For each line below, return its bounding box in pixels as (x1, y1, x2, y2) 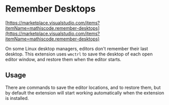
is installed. (5, 95, 29, 101)
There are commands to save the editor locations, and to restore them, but (5, 84, 161, 90)
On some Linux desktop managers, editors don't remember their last (5, 45, 148, 51)
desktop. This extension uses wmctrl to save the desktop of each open (5, 51, 153, 57)
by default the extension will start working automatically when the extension (5, 89, 164, 96)
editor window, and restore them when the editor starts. (5, 56, 122, 62)
